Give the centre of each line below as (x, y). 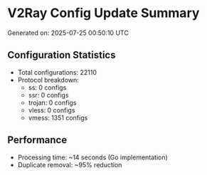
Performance (37, 140)
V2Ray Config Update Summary (103, 13)
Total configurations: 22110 (57, 72)
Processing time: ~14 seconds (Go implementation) (93, 157)
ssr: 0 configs (48, 95)
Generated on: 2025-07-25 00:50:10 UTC (68, 33)
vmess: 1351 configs (58, 117)
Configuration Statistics (62, 55)
